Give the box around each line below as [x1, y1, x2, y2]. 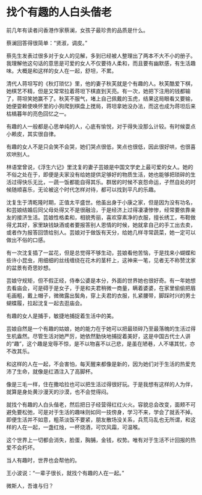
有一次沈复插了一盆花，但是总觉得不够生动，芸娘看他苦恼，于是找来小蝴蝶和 [6, 249, 196, 256]
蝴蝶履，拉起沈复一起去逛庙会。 [6, 299, 85, 307]
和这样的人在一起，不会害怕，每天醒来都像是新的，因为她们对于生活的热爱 [6, 360, 191, 367]
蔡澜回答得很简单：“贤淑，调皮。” [6, 39, 88, 46]
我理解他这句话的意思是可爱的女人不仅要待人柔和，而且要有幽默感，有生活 [6, 60, 191, 67]
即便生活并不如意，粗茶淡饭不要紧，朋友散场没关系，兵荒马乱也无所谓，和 [6, 416, 191, 423]
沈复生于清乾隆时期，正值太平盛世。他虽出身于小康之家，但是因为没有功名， [6, 198, 196, 206]
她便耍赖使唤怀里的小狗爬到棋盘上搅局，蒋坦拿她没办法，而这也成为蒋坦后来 [6, 102, 196, 109]
